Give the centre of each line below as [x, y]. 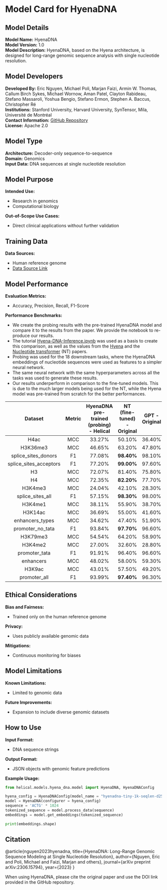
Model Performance [37, 284]
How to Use [23, 728]
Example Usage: [22, 778]
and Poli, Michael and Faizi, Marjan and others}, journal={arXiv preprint [78, 862]
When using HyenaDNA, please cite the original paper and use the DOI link [82, 877]
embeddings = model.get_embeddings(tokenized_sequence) [64, 815]
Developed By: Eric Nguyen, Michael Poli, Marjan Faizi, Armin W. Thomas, [81, 88]
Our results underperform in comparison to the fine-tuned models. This [85, 383]
